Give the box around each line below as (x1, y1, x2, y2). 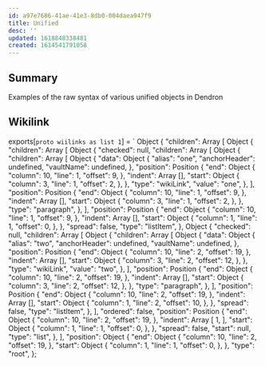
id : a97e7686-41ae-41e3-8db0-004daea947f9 (8, 11, 152, 20)
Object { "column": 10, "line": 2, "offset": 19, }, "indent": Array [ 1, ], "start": (8, 315, 253, 324)
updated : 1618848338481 (8, 34, 88, 42)
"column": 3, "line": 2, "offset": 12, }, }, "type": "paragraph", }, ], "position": (8, 280, 254, 290)
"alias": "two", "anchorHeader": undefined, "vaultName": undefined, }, (8, 238, 239, 248)
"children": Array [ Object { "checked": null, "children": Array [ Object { (8, 145, 241, 154)
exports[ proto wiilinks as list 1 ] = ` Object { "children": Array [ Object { (8, 137, 254, 146)
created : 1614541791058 (8, 42, 88, 50)
